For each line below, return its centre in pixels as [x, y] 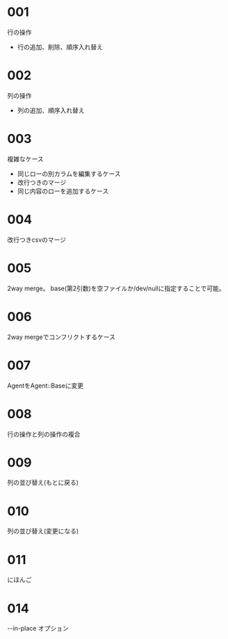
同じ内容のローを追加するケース [63, 191]
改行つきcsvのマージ [36, 240]
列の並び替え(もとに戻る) [43, 483]
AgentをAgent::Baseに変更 [46, 385]
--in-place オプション [38, 629]
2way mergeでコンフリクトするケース [62, 337]
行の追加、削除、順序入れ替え [60, 47]
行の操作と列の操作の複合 [44, 434]
